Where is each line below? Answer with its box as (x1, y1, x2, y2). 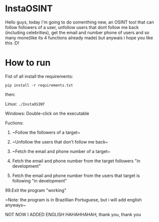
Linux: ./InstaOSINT (5, 101, 45, 107)
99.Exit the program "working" (5, 187, 67, 193)
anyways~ (5, 202, 26, 208)
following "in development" (12, 177, 68, 184)
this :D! (5, 40, 20, 46)
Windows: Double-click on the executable (5, 110, 90, 116)
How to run (5, 57, 51, 69)
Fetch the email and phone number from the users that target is (12, 173, 140, 178)
